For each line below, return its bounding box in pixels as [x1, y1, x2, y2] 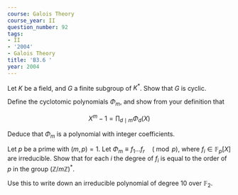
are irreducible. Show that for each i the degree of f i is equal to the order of [7, 154, 227, 164]
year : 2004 [7, 63, 40, 70]
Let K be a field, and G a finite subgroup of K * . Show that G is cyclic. [7, 82, 207, 92]
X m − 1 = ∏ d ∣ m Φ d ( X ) [88, 113, 151, 124]
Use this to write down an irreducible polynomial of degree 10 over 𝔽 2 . [7, 179, 213, 189]
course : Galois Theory [7, 10, 75, 18]
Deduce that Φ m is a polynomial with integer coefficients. [7, 129, 175, 140]
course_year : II [7, 17, 55, 24]
